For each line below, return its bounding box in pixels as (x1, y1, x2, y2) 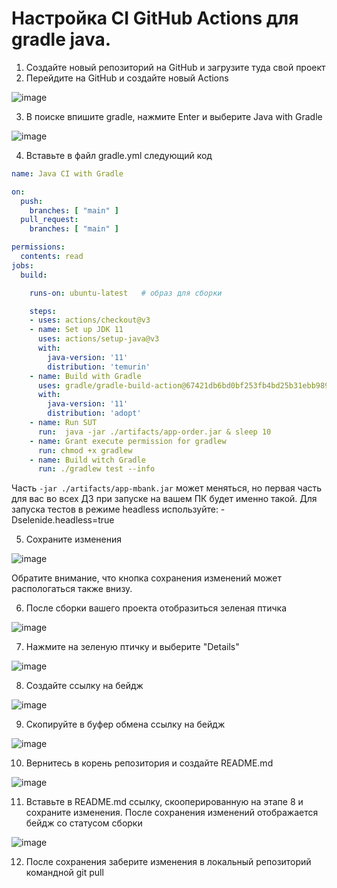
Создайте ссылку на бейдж (25, 680, 144, 692)
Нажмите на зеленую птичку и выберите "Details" (25, 641, 240, 653)
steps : (29, 306, 57, 316)
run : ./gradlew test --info (37, 464, 156, 474)
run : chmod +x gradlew (37, 445, 133, 456)
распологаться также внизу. (11, 583, 133, 595)
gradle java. (11, 28, 112, 51)
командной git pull (25, 867, 104, 879)
